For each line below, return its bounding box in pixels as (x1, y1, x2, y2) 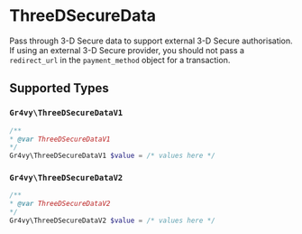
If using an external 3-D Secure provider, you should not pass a (9, 44, 245, 55)
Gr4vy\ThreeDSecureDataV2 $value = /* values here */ (9, 216, 216, 226)
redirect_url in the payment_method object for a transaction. (9, 54, 231, 65)
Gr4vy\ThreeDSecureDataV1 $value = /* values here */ (9, 151, 216, 161)
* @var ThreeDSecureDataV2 (9, 200, 111, 209)
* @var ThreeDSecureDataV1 (9, 135, 111, 144)
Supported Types (9, 80, 110, 96)
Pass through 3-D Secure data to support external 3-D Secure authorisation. (9, 35, 293, 46)
